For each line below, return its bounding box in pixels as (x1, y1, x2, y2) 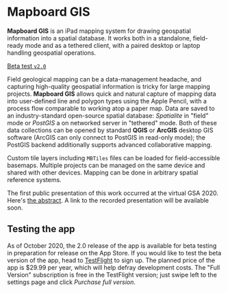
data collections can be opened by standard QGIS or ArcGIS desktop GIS (7, 126, 214, 134)
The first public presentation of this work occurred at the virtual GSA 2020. (7, 189, 219, 197)
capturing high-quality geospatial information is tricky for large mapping (7, 82, 210, 90)
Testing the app (7, 223, 75, 235)
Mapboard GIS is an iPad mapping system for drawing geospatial (7, 27, 192, 35)
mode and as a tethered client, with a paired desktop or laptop (25, 41, 201, 49)
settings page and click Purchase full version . (7, 278, 136, 286)
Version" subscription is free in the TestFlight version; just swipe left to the (7, 270, 217, 279)
